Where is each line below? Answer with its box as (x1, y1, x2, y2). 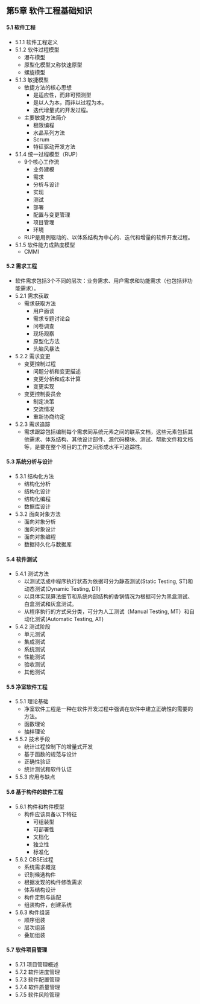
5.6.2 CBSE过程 (14, 855, 54, 863)
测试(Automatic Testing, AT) (34, 616, 104, 623)
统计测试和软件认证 (23, 766, 72, 773)
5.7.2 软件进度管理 (14, 968, 60, 976)
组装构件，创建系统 (23, 901, 72, 908)
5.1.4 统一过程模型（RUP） (14, 150, 81, 158)
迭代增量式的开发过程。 (33, 106, 92, 114)
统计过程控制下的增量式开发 (23, 743, 93, 750)
